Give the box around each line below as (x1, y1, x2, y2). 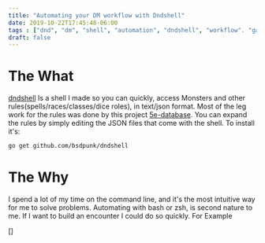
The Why (8, 168, 69, 186)
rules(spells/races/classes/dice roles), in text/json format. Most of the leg (8, 101, 247, 111)
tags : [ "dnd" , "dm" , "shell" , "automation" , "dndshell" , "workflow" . (8, 26, 245, 34)
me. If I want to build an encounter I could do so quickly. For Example (8, 212, 233, 220)
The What (8, 68, 74, 85)
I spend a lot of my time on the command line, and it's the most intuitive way (8, 194, 256, 204)
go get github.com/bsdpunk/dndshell (8, 142, 129, 150)
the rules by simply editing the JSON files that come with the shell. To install (8, 119, 255, 128)
